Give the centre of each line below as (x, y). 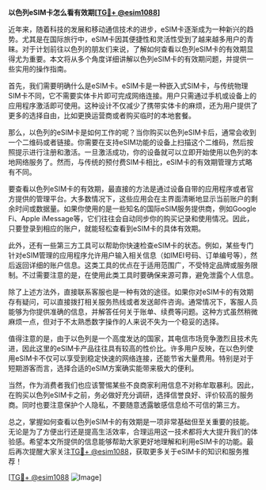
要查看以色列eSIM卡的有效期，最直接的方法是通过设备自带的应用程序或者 (127, 189)
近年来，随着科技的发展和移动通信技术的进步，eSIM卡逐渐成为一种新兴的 (127, 29)
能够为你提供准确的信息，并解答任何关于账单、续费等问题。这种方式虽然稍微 (133, 312)
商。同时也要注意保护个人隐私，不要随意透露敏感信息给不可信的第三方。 (126, 405)
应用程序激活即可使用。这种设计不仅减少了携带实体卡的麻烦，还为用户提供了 (133, 105)
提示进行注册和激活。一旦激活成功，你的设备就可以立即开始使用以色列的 (133, 152)
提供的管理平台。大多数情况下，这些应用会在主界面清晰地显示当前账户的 (133, 199)
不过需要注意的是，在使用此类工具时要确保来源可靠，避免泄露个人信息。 (140, 275)
